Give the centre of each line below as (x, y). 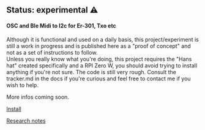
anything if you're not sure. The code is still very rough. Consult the (91, 72)
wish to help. (22, 85)
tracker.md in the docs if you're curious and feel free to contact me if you (99, 78)
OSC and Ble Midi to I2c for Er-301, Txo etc (61, 25)
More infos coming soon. (38, 97)
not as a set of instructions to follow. (52, 52)
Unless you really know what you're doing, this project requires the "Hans (99, 59)
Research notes (26, 120)
